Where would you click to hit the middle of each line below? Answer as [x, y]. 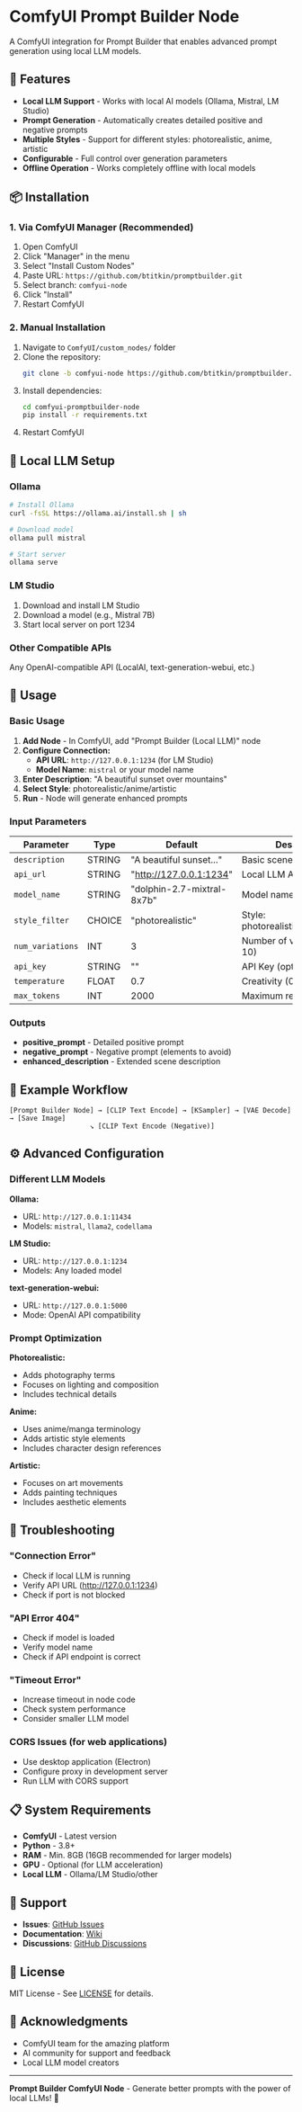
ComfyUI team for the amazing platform [96, 2043]
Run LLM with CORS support [75, 1781]
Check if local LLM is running [76, 1575]
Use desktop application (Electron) [86, 1761]
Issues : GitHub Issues [63, 1924]
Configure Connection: [66, 750]
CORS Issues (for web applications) [89, 1742]
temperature [40, 981]
